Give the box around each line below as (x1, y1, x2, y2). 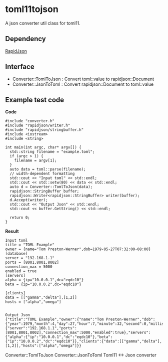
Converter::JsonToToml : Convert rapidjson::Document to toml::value (12, 81, 154, 87)
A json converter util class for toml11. (5, 20, 81, 26)
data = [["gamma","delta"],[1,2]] (5, 295, 77, 300)
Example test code (5, 95, 64, 104)
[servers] (5, 273, 26, 278)
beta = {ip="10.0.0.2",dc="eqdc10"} (5, 282, 81, 287)
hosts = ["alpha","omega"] (5, 299, 61, 304)
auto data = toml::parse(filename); (9, 167, 86, 172)
